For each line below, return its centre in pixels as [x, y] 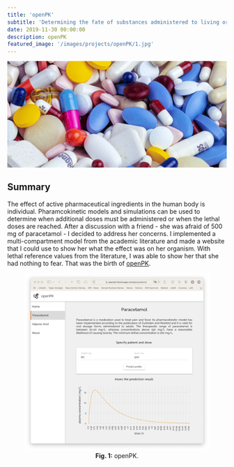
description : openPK [37, 37]
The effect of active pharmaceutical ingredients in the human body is [106, 204]
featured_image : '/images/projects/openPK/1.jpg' [81, 44]
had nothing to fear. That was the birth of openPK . [79, 263]
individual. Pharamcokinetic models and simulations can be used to [104, 211]
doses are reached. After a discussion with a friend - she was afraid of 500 [115, 226]
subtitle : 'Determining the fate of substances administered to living [113, 22]
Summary [29, 187]
